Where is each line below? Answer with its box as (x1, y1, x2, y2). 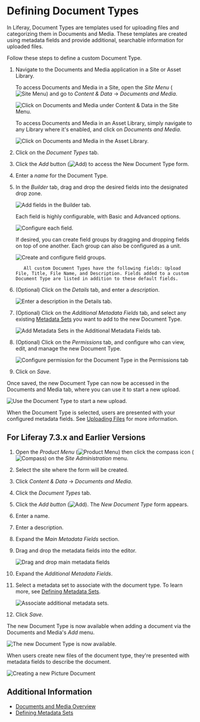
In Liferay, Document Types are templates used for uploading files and (7, 24, 179, 31)
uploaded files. (7, 43, 43, 50)
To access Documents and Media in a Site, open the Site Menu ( (15, 83, 173, 90)
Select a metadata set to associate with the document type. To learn (15, 582, 183, 589)
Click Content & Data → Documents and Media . (15, 477, 133, 485)
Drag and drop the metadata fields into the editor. (15, 546, 137, 554)
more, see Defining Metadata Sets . (15, 587, 101, 595)
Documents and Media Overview (15, 702, 96, 710)
